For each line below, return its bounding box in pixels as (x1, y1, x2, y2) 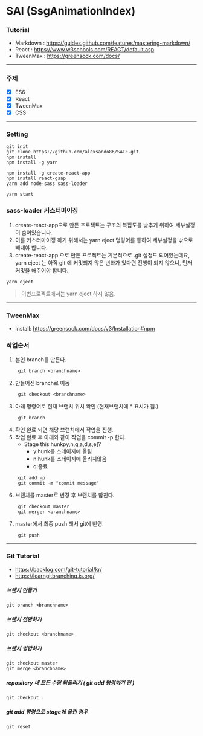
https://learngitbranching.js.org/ (14, 572, 95, 579)
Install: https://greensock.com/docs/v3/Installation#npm (14, 324, 155, 332)
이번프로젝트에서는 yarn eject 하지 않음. (21, 290, 116, 297)
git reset (6, 724, 31, 730)
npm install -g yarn (6, 160, 59, 166)
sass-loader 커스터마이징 (6, 207, 79, 215)
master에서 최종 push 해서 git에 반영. (14, 520, 104, 528)
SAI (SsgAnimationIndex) (6, 4, 136, 18)
